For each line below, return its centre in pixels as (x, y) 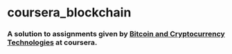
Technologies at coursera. (52, 42)
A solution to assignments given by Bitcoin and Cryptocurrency (116, 34)
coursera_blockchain (69, 13)
